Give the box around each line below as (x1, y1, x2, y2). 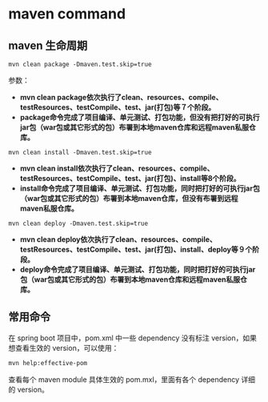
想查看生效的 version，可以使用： (8, 343, 119, 352)
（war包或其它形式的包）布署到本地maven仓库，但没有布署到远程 (19, 194, 238, 203)
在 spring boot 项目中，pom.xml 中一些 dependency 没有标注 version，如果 (8, 333, 258, 343)
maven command (8, 5, 126, 23)
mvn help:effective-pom (8, 359, 88, 367)
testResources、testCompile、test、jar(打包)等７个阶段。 (19, 103, 216, 112)
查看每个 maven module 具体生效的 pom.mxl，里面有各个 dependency (8, 374, 240, 384)
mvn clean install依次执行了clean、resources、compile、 (19, 163, 214, 173)
